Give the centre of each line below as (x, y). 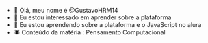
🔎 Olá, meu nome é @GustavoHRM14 (66, 10)
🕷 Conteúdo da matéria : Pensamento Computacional (89, 32)
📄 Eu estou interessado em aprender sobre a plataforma (92, 17)
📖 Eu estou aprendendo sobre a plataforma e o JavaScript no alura (107, 25)
